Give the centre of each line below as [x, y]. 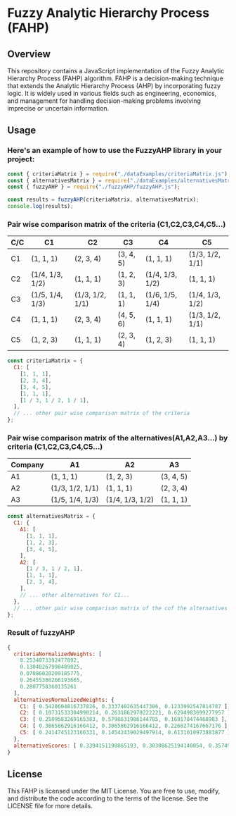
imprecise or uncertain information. [58, 108]
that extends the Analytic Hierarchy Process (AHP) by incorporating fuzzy [114, 86]
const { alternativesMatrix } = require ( [69, 180]
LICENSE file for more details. [50, 806]
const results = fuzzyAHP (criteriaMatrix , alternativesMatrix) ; [103, 200]
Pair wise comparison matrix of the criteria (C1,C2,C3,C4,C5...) [117, 224]
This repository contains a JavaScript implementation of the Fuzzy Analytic [116, 71]
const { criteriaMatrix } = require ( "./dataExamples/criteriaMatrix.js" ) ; [119, 174]
